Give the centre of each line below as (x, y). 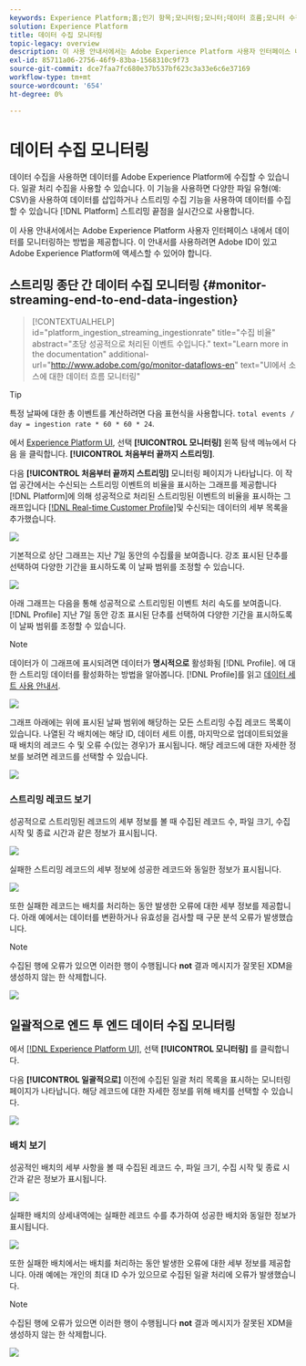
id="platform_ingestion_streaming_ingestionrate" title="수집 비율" (153, 333)
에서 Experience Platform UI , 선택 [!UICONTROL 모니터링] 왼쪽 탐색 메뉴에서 (148, 442)
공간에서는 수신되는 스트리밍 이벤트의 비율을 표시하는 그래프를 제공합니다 (148, 485)
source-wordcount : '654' (56, 86)
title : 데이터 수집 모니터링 (56, 35)
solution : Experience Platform (69, 26)
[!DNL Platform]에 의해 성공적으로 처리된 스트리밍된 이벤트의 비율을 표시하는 (146, 496)
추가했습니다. (33, 519)
